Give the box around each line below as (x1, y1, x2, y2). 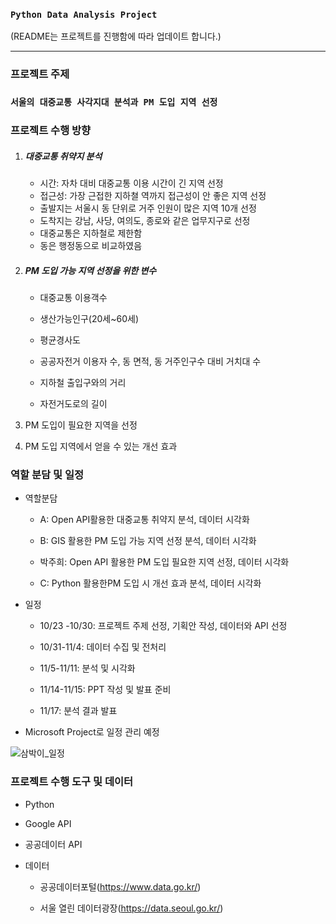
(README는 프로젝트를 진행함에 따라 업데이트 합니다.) (10, 30, 222, 43)
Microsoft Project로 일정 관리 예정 (24, 726, 160, 738)
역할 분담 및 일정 (10, 467, 84, 481)
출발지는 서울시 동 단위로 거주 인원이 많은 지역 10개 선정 (39, 202, 257, 214)
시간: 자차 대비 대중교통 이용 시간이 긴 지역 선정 (39, 177, 224, 189)
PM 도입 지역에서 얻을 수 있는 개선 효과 (24, 440, 178, 452)
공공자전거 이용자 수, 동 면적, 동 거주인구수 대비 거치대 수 (39, 355, 262, 367)
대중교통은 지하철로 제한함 (39, 227, 143, 239)
